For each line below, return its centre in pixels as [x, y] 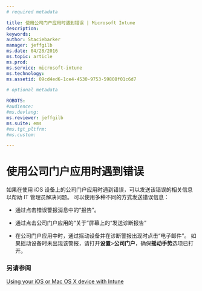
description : [23, 28]
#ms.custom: [21, 135]
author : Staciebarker [34, 40]
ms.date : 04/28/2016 [32, 51]
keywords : [19, 34]
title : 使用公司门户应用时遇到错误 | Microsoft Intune [71, 23]
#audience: [20, 106]
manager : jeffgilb [29, 45]
